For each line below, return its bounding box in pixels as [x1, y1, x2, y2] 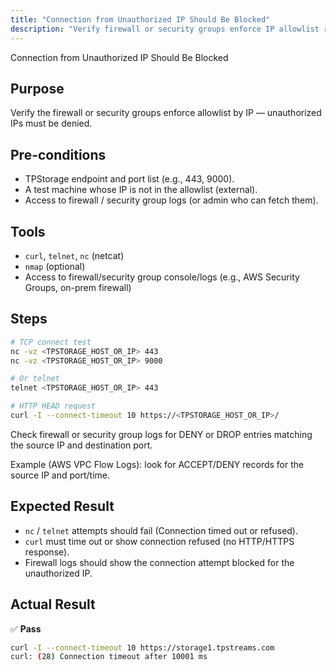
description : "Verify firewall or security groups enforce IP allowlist [10, 24, 320, 34]
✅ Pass [10, 622, 42, 635]
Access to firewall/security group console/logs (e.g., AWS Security [24, 271, 300, 283]
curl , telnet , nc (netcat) [24, 249, 125, 261]
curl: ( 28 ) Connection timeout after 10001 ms [10, 652, 208, 662]
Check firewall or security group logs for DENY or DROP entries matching [10, 428, 313, 440]
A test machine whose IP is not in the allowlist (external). [24, 184, 258, 196]
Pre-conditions [10, 146, 107, 163]
